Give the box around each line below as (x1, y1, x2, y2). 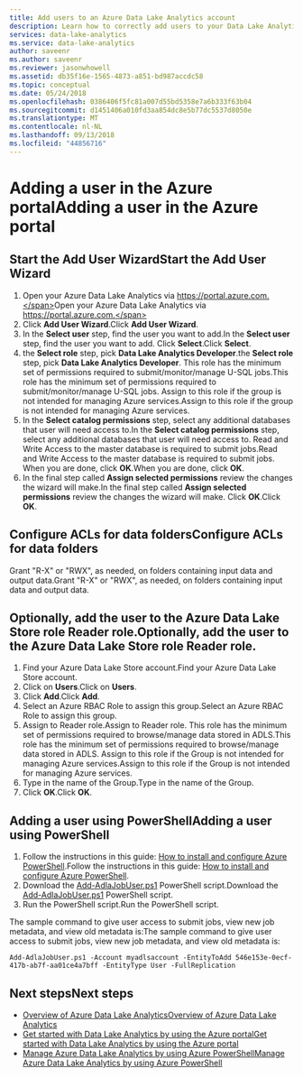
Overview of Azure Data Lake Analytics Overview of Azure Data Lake (22, 1009, 277, 1020)
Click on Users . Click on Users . (22, 682, 137, 693)
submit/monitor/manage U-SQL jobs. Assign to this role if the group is (22, 385, 282, 397)
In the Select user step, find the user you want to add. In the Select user (22, 328, 290, 339)
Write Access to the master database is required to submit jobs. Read (22, 443, 278, 454)
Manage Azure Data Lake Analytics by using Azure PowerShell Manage (22, 1048, 286, 1058)
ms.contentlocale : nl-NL (9, 123, 103, 132)
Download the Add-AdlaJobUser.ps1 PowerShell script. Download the (22, 880, 279, 891)
